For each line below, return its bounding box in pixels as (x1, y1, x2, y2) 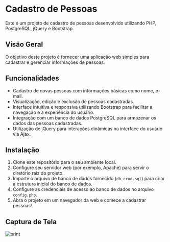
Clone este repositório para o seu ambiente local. (12, 159, 116, 165)
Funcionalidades (5, 74, 60, 83)
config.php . (12, 192, 37, 198)
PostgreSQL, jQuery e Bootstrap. (5, 25, 74, 31)
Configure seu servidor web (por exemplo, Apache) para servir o (12, 164, 149, 171)
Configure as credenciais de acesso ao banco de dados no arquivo (12, 186, 154, 192)
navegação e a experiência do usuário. (12, 109, 94, 115)
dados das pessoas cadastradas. (12, 120, 83, 126)
